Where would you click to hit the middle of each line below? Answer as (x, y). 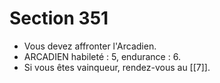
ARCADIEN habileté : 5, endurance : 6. (102, 56)
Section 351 (59, 18)
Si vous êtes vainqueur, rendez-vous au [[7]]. (117, 67)
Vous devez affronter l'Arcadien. (90, 46)
